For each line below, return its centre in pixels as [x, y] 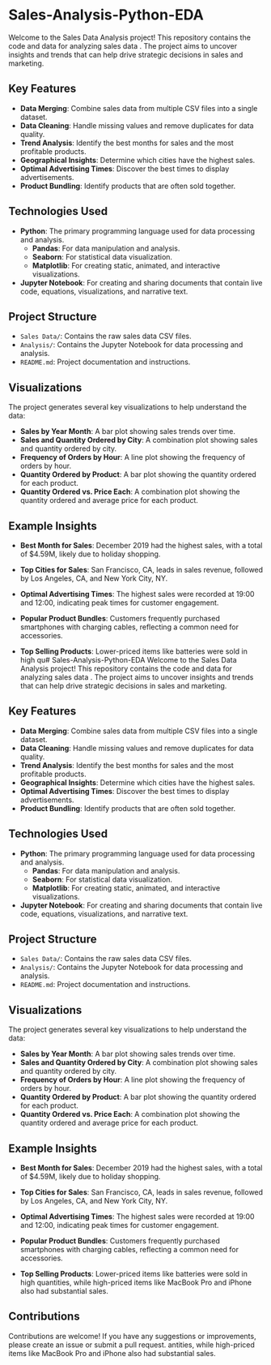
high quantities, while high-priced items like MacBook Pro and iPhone [136, 1282]
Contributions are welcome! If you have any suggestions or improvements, [132, 1336]
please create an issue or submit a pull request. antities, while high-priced [131, 1345]
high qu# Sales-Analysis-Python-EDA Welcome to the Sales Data [128, 660]
